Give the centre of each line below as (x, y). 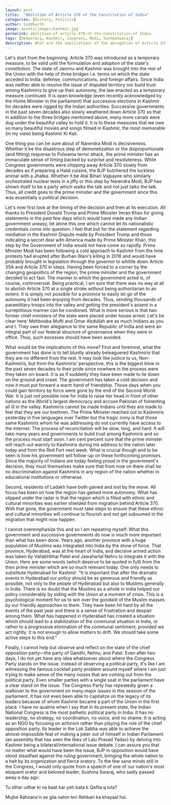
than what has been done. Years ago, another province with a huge (76, 540)
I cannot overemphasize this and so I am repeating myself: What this (77, 529)
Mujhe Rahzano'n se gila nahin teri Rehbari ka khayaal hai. (66, 797)
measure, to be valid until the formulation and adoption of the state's (77, 63)
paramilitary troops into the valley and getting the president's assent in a (81, 305)
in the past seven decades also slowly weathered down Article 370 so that (83, 112)
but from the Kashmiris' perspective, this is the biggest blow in (94, 363)
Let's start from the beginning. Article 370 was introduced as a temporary (82, 58)
